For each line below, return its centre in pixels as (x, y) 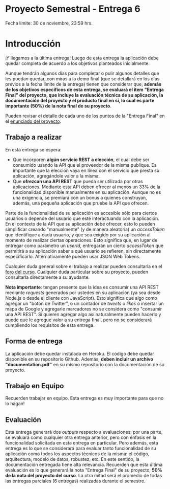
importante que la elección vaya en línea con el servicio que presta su (86, 170)
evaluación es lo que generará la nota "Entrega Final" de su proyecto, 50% (84, 470)
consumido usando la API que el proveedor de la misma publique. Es (84, 165)
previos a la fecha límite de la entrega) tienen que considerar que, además (83, 84)
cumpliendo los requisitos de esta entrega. (50, 325)
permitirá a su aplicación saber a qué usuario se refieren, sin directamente (83, 251)
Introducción (33, 44)
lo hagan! (15, 404)
